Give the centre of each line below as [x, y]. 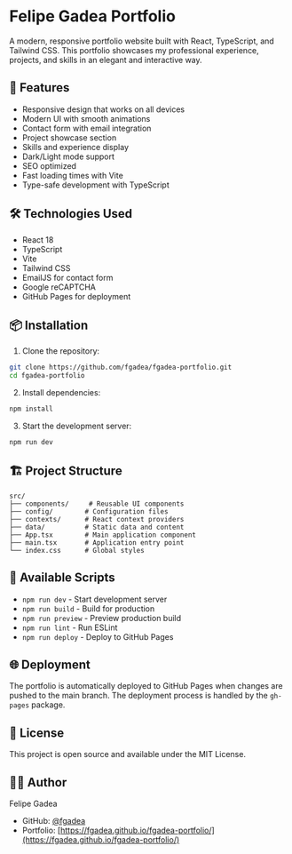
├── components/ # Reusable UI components [97, 504]
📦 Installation [49, 325]
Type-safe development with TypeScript [96, 185]
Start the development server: [77, 426]
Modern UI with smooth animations [86, 118]
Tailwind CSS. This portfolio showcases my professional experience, [134, 50]
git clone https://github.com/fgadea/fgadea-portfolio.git [121, 367]
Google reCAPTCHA [59, 287]
